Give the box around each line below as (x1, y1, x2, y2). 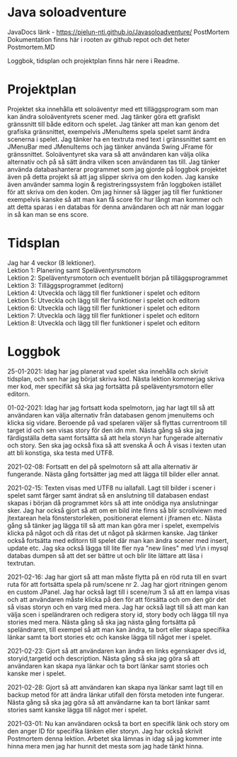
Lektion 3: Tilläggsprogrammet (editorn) (7, 281, 124, 289)
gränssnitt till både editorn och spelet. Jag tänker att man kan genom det (7, 120, 219, 128)
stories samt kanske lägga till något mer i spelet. (7, 705, 149, 714)
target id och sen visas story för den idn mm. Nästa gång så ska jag (7, 426, 204, 434)
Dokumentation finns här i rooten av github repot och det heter (7, 35, 190, 43)
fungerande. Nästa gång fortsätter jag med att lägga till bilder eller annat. (7, 469, 220, 478)
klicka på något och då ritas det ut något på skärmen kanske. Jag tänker (7, 529, 218, 537)
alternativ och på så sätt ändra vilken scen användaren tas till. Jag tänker (7, 157, 221, 166)
